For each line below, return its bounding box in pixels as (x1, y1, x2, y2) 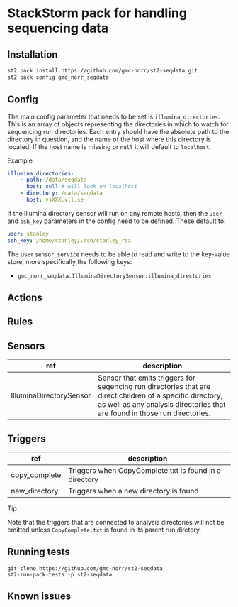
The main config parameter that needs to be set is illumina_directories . (7, 112, 221, 121)
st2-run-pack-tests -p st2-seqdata (7, 571, 113, 578)
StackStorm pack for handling (7, 5, 188, 21)
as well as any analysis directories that (98, 400, 226, 410)
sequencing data (7, 20, 108, 36)
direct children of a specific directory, (98, 390, 223, 400)
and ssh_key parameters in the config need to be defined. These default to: (7, 217, 226, 225)
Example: (7, 156, 35, 165)
